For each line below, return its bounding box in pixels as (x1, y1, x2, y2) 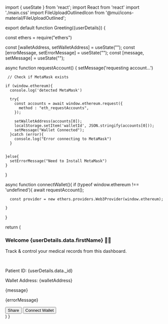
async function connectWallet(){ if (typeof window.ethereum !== (5, 182, 140, 187)
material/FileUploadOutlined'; (5, 15, 67, 21)
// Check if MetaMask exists (7, 75, 69, 80)
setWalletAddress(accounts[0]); (14, 119, 82, 124)
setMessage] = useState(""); (5, 55, 65, 61)
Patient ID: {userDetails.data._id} (5, 267, 73, 274)
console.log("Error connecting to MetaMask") (14, 136, 112, 141)
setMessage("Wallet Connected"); (14, 128, 85, 133)
